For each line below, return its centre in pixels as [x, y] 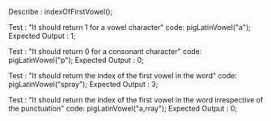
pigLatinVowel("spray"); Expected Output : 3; [83, 84]
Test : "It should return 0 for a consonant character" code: [105, 51]
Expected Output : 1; [42, 36]
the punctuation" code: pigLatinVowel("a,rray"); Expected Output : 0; [123, 108]
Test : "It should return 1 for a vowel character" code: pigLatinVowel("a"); [129, 27]
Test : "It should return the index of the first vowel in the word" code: [123, 75]
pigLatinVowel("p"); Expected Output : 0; [76, 60]
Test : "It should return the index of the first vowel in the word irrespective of [136, 100]
